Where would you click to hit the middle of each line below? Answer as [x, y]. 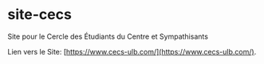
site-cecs [40, 15]
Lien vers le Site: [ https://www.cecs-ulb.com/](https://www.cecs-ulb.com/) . [132, 51]
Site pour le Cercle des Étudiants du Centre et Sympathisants [108, 36]
